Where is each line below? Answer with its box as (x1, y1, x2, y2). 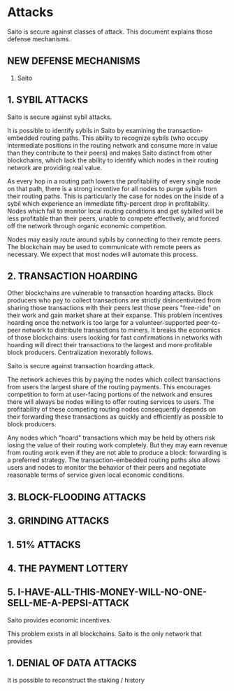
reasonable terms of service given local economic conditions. (7, 470, 185, 480)
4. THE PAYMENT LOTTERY (7, 562, 129, 574)
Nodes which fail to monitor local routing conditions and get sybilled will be (7, 207, 224, 215)
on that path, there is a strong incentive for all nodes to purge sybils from (7, 184, 217, 193)
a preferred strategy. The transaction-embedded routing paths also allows (7, 456, 221, 464)
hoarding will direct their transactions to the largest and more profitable (7, 341, 212, 349)
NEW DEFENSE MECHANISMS (7, 55, 141, 67)
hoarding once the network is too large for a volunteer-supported (7, 319, 195, 327)
